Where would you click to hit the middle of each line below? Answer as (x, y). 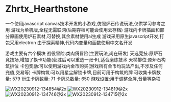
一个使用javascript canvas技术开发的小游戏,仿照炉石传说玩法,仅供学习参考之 (86, 23)
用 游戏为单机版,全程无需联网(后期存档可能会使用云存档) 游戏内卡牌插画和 (83, 30)
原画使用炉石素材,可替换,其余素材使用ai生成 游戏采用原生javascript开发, (84, 36)
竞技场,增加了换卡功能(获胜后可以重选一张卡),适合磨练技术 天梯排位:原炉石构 (86, 59)
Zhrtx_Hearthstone (47, 9)
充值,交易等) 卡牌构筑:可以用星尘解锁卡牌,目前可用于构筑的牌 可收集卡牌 (81, 72)
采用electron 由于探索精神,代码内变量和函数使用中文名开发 (71, 42)
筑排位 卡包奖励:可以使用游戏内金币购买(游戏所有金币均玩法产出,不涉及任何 (84, 66)
